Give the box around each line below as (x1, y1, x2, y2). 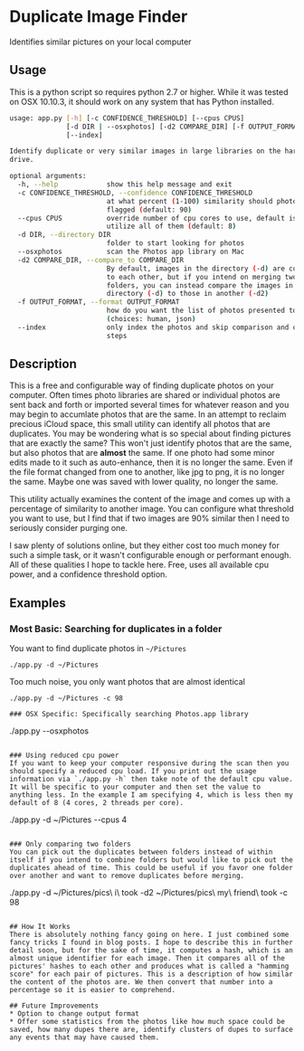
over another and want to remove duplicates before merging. (9, 871, 245, 881)
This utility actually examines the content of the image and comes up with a (9, 494, 291, 505)
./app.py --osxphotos (9, 725, 89, 736)
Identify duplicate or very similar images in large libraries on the (9, 147, 281, 156)
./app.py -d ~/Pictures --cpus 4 (9, 814, 128, 825)
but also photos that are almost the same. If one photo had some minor (9, 448, 275, 459)
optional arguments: (9, 172, 88, 181)
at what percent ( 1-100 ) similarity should (106, 196, 273, 205)
